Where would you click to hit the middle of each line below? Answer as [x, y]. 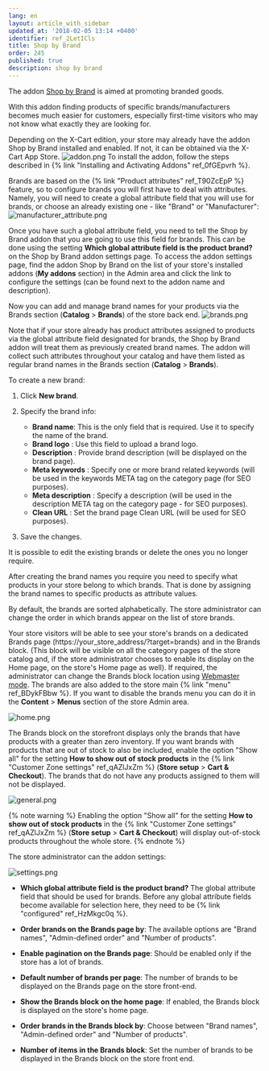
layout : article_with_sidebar [59, 23]
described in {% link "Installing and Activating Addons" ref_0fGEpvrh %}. [129, 165]
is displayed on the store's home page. [84, 1010]
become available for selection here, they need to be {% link [120, 905]
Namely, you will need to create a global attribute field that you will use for [132, 197]
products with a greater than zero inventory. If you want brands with [121, 741]
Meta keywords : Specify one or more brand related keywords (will [143, 469]
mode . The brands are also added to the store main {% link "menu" [120, 684]
